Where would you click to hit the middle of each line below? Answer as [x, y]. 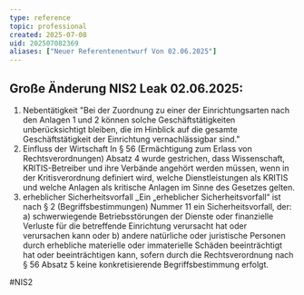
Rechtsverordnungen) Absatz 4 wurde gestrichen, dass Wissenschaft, [154, 158]
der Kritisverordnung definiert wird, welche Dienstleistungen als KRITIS [155, 177]
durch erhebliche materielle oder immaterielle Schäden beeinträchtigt [152, 245]
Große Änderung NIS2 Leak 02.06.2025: [126, 88]
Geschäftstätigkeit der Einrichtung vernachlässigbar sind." [131, 139]
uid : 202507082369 [44, 43]
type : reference [40, 18]
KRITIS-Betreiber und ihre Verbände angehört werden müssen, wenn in [156, 168]
